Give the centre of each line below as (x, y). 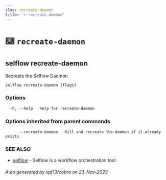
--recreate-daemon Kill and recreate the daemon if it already (90, 132)
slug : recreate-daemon (29, 10)
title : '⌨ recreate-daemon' (35, 15)
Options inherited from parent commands (58, 121)
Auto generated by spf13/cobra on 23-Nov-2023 (57, 172)
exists (12, 137)
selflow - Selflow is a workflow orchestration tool (64, 160)
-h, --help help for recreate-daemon (52, 108)
